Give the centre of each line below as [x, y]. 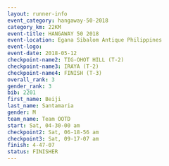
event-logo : [25, 47]
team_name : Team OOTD [39, 119]
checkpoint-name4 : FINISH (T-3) [55, 73]
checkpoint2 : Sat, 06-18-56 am [53, 132]
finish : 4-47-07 [31, 146]
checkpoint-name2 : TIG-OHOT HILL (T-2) [66, 60]
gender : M [22, 112]
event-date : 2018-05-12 [42, 54]
